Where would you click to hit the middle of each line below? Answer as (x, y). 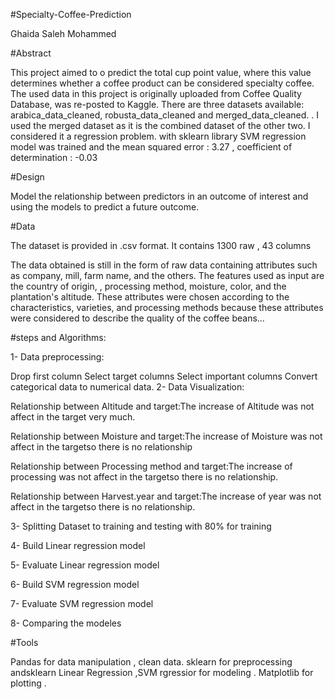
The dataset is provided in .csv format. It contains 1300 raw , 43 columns (161, 245)
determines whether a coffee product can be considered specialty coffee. (162, 83)
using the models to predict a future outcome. (105, 207)
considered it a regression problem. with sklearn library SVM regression (158, 136)
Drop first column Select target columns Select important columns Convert (164, 376)
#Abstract (31, 53)
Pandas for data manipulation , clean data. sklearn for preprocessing (151, 662)
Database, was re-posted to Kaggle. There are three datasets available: (157, 104)
